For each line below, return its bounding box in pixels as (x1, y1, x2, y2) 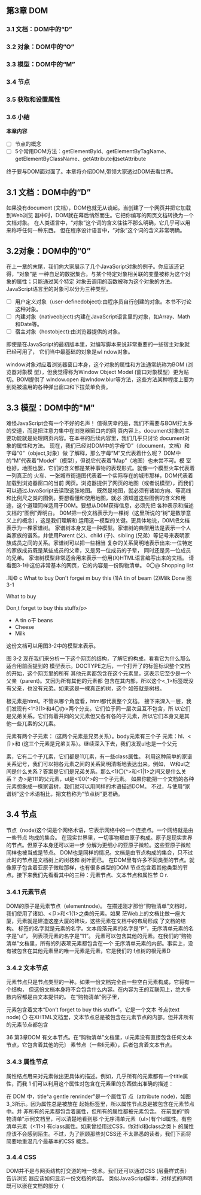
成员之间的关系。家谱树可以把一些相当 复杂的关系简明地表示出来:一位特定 (11, 539, 193, 546)
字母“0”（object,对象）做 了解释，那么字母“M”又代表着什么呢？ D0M (6, 449, 176, 457)
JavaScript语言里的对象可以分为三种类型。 (6, 285, 112, 293)
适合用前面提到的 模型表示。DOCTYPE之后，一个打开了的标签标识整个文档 (6, 662, 190, 670)
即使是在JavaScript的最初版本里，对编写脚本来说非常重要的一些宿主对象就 (6, 340, 190, 348)
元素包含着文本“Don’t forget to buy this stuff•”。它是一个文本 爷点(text (6, 1006, 180, 1013)
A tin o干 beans (14, 617, 53, 624)
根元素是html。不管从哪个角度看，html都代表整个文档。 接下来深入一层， (6, 698, 187, 705)
